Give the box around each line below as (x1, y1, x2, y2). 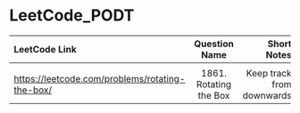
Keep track (246, 67, 292, 79)
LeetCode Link (13, 43, 78, 55)
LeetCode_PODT (9, 5, 135, 26)
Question (194, 37, 234, 50)
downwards (242, 89, 292, 101)
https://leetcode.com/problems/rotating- (13, 72, 186, 85)
